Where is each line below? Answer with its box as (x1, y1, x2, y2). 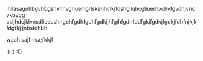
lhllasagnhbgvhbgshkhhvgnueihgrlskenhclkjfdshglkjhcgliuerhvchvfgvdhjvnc (6, 5, 195, 12)
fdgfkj (6, 24, 21, 31)
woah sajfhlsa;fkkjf (6, 36, 53, 43)
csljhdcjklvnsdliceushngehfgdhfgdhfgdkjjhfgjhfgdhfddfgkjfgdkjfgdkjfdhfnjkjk (6, 18, 197, 25)
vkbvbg (6, 11, 25, 19)
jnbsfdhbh (22, 24, 48, 31)
